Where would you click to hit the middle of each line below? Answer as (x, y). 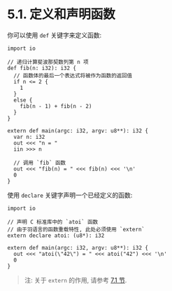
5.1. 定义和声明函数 (61, 14)
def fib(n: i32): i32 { (42, 68)
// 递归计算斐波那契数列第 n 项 (48, 62)
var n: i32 (29, 137)
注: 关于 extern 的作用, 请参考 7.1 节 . (76, 280)
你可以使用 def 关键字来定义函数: (55, 35)
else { (23, 100)
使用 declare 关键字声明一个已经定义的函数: (70, 195)
